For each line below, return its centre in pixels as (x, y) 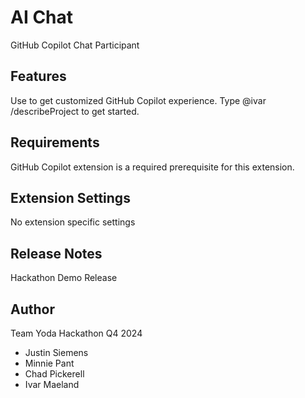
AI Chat (42, 17)
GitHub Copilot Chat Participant (75, 45)
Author (32, 309)
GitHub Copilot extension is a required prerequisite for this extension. (152, 167)
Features (38, 76)
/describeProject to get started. (75, 111)
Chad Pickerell (54, 374)
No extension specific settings (73, 222)
